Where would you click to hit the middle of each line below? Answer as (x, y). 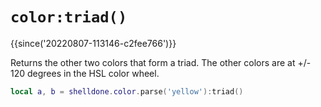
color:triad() (69, 17)
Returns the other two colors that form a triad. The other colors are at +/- (161, 62)
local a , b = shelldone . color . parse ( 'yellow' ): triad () (127, 91)
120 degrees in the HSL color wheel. (85, 73)
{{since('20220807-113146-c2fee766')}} (93, 43)
